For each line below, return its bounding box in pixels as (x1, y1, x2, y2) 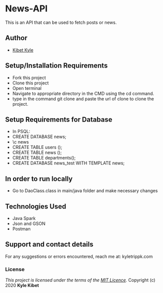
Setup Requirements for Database (5, 115, 113, 124)
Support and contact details (5, 240, 93, 249)
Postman (12, 226, 31, 231)
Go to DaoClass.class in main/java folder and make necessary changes (12, 188, 158, 194)
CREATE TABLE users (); (12, 145, 63, 150)
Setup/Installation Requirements (5, 62, 108, 70)
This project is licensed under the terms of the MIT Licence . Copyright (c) (5, 277, 156, 283)
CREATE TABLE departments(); (12, 155, 76, 161)
